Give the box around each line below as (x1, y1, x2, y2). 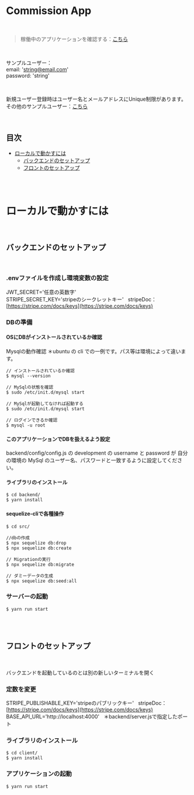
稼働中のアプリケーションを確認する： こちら (20, 35, 129, 42)
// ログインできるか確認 (6, 417, 58, 423)
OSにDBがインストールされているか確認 (6, 333, 102, 340)
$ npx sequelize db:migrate (6, 562, 75, 567)
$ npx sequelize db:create (6, 545, 72, 551)
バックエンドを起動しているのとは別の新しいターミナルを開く (6, 669, 155, 676)
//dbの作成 (6, 535, 30, 541)
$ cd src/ (6, 524, 30, 529)
